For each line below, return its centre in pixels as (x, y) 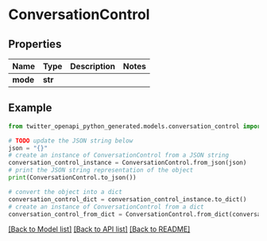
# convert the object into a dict (66, 192)
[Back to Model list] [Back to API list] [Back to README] (99, 229)
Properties (35, 44)
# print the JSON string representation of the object (101, 170)
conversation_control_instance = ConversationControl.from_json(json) (128, 163)
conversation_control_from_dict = (66, 214)
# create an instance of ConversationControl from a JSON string (118, 155)
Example (30, 108)
